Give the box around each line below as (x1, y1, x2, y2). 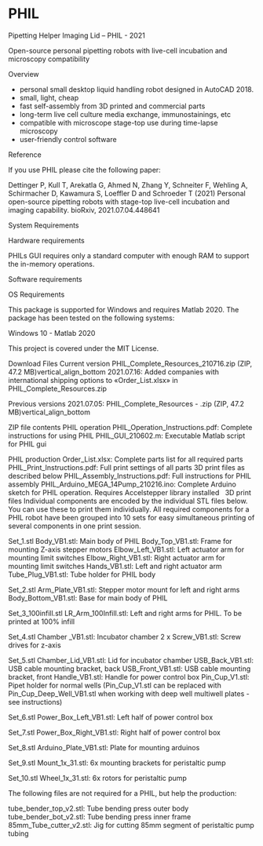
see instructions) (8, 697, 63, 706)
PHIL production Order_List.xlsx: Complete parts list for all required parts (8, 454, 243, 464)
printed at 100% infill (8, 617, 75, 626)
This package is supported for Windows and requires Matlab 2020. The (8, 304, 239, 314)
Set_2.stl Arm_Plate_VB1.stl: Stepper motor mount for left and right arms (8, 585, 240, 594)
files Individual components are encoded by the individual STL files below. (8, 496, 248, 505)
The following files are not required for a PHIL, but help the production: (8, 788, 237, 797)
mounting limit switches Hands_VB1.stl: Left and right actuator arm (8, 561, 222, 571)
